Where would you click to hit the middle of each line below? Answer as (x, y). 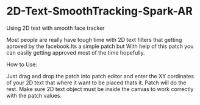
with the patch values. (34, 95)
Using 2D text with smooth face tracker (55, 28)
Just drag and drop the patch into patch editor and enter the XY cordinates (100, 76)
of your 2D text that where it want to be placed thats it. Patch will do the (96, 83)
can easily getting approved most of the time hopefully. (76, 52)
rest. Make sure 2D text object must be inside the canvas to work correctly (100, 89)
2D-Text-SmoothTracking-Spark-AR (100, 11)
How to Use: (22, 64)
